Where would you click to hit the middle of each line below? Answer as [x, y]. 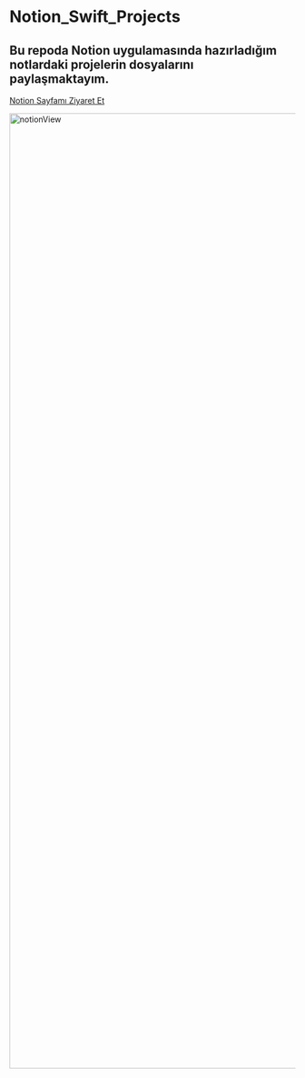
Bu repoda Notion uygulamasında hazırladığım [143, 50]
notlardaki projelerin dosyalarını [102, 64]
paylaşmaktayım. [59, 79]
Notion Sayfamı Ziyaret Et [57, 101]
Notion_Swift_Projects [95, 17]
